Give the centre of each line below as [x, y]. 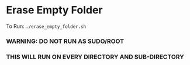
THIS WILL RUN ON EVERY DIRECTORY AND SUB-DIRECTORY [95, 57]
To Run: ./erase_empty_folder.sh [46, 26]
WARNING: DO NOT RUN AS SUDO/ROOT [65, 41]
